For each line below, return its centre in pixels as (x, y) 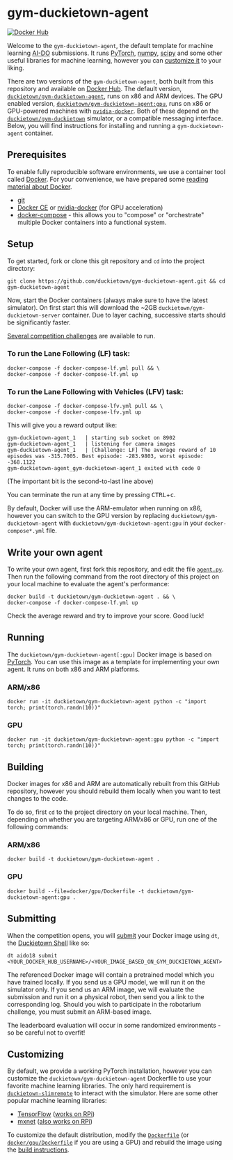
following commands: (38, 827)
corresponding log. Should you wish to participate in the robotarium (104, 1004)
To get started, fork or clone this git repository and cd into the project (106, 261)
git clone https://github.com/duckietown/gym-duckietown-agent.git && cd (116, 281)
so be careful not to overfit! (46, 1033)
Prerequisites (37, 155)
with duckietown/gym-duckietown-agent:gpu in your (131, 523)
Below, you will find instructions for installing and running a (91, 125)
